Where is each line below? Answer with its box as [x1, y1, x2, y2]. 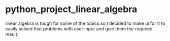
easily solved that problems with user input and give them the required [5, 25, 153, 31]
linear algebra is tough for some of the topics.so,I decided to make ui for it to [5, 20, 165, 26]
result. [5, 31, 19, 37]
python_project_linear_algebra [5, 4, 138, 15]
